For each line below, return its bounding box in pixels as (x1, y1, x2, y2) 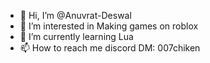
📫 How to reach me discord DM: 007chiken (19, 42, 201, 54)
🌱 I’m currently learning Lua (19, 31, 134, 42)
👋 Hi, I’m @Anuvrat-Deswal (19, 10, 132, 21)
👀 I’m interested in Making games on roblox (19, 20, 199, 32)
